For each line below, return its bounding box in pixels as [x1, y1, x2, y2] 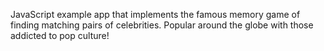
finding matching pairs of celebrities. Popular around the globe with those [10, 19, 314, 31]
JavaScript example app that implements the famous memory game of [10, 9, 301, 20]
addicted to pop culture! [10, 30, 110, 41]
